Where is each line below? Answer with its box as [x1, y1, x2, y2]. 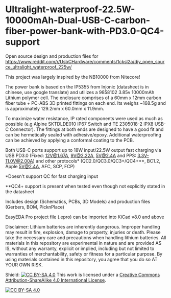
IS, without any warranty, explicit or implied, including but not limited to [5, 245, 155, 251]
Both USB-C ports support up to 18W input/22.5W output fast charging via [5, 147, 162, 153]
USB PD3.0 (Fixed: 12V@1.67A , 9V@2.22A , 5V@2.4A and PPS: [5, 152, 136, 158]
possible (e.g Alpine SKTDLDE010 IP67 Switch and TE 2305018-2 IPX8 [5, 121, 154, 127]
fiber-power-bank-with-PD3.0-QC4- [5, 26, 164, 37]
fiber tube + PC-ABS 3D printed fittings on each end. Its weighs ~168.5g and [5, 100, 166, 106]
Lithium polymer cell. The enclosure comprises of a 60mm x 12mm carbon [5, 95, 162, 101]
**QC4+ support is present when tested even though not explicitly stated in [5, 183, 165, 189]
